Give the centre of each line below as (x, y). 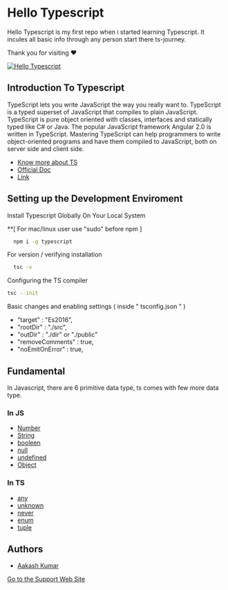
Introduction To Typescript (66, 88)
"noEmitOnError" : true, (50, 349)
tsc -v (23, 267)
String (26, 436)
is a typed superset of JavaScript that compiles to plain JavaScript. (103, 111)
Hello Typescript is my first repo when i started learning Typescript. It (106, 32)
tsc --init (23, 293)
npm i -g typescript (43, 241)
